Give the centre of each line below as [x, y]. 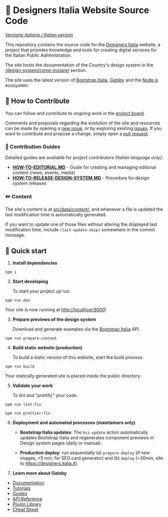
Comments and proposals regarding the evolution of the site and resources [83, 123]
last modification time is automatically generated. [56, 215]
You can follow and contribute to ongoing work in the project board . [75, 113]
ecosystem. [17, 85]
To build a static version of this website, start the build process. [78, 357]
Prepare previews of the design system [54, 319]
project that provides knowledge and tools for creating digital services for [81, 50]
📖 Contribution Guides [33, 147]
